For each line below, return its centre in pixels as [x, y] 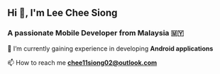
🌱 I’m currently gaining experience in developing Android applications [110, 48]
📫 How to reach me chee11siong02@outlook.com [82, 62]
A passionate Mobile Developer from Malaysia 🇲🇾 [96, 33]
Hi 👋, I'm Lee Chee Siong [62, 13]
